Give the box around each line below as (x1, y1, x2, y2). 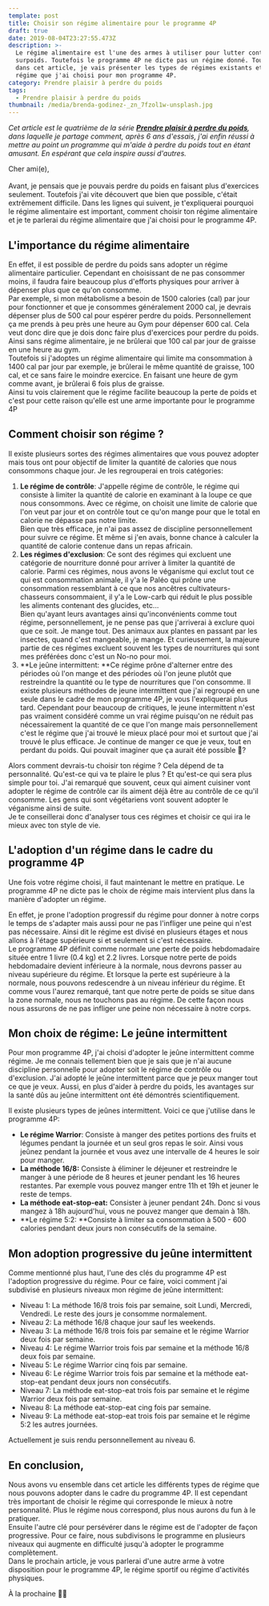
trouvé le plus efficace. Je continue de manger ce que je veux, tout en (19, 736, 251, 746)
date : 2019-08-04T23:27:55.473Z (8, 34, 116, 42)
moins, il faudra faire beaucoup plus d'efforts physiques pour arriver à (8, 276, 240, 286)
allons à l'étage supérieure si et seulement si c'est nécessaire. (8, 935, 214, 945)
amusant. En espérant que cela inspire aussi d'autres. (8, 149, 187, 159)
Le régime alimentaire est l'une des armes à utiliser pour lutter (15, 49, 246, 57)
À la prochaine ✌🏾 (8, 1589, 68, 1598)
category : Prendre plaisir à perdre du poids (8, 78, 163, 87)
